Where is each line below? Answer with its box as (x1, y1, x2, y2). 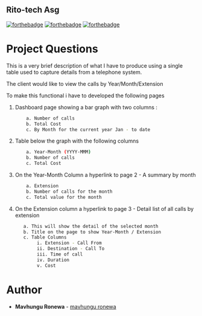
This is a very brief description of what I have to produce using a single (6, 62, 183, 69)
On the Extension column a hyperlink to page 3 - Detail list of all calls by (14, 205, 194, 212)
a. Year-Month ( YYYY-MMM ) (26, 149, 92, 155)
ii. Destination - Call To (37, 246, 105, 252)
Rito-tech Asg (6, 5, 60, 15)
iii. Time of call (37, 251, 83, 257)
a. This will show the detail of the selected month (23, 223, 159, 229)
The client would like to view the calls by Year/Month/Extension (6, 80, 163, 87)
